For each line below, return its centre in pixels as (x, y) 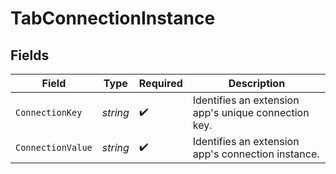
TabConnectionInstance (113, 18)
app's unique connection (251, 112)
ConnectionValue (54, 147)
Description (257, 83)
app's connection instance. (256, 154)
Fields (30, 55)
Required (160, 83)
